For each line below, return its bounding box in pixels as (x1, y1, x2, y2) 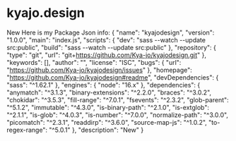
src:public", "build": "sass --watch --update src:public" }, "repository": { (6, 43, 217, 51)
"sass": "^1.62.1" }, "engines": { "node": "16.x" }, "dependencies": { (6, 80, 201, 89)
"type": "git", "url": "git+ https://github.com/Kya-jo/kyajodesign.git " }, (6, 51, 206, 59)
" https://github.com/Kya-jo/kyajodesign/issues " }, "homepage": (6, 66, 192, 74)
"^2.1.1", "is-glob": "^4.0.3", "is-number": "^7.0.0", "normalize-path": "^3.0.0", (6, 111, 229, 119)
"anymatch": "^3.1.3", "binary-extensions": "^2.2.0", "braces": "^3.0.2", (6, 88, 212, 97)
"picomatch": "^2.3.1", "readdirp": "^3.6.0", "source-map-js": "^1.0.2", (6, 118, 208, 126)
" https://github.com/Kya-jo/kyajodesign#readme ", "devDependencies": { (6, 73, 219, 82)
